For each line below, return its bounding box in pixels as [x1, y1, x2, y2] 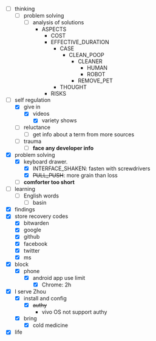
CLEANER [78, 58, 103, 65]
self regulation [14, 96, 51, 104]
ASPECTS [41, 25, 67, 33]
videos [32, 110, 50, 118]
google [23, 227, 42, 234]
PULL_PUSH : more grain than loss [32, 171, 118, 179]
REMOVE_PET [78, 77, 114, 84]
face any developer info [32, 144, 94, 151]
